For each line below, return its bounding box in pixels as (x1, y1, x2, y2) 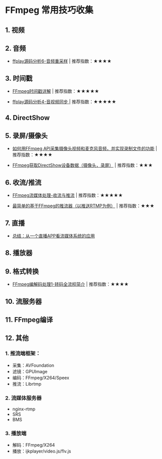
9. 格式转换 (5, 267, 39, 276)
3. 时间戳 (5, 74, 33, 82)
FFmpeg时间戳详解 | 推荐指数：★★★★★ (12, 88, 100, 94)
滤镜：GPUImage (12, 368, 48, 374)
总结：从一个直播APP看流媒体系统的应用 (12, 233, 95, 239)
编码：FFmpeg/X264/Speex (12, 375, 69, 381)
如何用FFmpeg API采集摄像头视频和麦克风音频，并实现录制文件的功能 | (12, 146, 158, 152)
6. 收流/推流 (5, 178, 42, 186)
